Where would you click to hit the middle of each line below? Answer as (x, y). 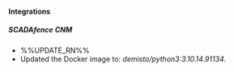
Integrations (30, 11)
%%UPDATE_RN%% (55, 50)
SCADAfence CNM (40, 30)
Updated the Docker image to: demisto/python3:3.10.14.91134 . (123, 59)
